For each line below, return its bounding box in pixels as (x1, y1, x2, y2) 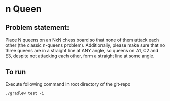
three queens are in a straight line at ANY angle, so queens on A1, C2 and (5, 48, 158, 53)
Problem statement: (5, 23, 70, 32)
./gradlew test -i (5, 91, 44, 96)
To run (5, 68, 26, 76)
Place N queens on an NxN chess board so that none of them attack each (5, 37, 159, 43)
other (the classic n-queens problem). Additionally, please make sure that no (5, 42, 165, 48)
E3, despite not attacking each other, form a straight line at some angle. (5, 53, 155, 59)
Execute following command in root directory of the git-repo (5, 81, 131, 87)
